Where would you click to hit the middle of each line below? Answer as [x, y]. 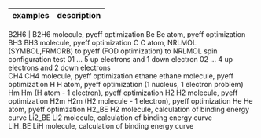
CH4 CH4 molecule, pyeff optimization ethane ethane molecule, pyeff [121, 76]
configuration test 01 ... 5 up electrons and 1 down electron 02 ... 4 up [121, 59]
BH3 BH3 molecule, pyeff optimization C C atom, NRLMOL [102, 43]
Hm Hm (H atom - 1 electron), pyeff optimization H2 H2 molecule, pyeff [123, 93]
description [79, 15]
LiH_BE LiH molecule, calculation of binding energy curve [101, 126]
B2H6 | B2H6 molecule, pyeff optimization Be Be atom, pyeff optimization [127, 34]
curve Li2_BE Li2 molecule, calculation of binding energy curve [110, 118]
